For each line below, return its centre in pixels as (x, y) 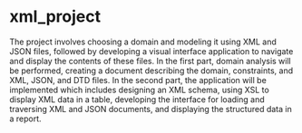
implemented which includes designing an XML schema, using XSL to (139, 90)
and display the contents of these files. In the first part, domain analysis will (151, 61)
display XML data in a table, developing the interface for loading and (137, 99)
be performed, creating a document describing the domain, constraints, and (151, 71)
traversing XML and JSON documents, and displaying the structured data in (151, 109)
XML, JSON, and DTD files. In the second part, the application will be (138, 80)
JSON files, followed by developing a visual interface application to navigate (151, 51)
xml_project (55, 17)
